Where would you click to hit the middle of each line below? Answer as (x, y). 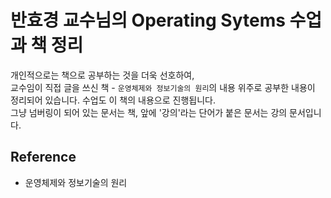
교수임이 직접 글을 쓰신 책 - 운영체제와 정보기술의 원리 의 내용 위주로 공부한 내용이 (163, 87)
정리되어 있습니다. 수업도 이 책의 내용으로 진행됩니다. (113, 100)
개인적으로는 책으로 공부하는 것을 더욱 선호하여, (102, 75)
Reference (43, 157)
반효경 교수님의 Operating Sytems (148, 20)
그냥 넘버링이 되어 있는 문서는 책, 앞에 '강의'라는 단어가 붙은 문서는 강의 (149, 112)
